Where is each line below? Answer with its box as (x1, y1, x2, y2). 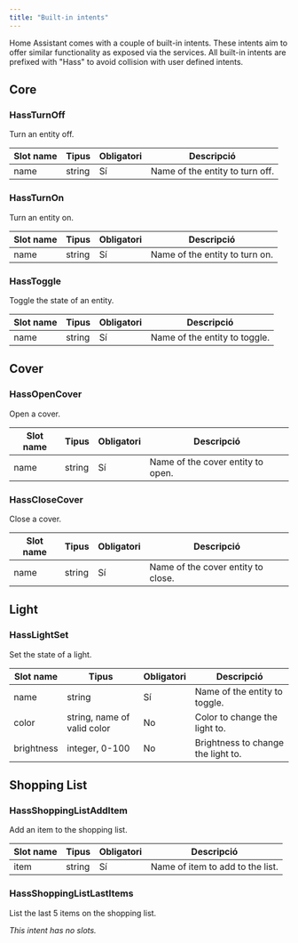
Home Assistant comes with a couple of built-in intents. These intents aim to (9, 37, 288, 48)
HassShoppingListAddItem (9, 804, 129, 817)
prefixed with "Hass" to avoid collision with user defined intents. (9, 56, 244, 67)
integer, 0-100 (67, 742, 130, 754)
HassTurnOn (9, 192, 65, 205)
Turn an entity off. (9, 129, 74, 140)
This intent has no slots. (9, 924, 97, 935)
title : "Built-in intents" (9, 12, 109, 22)
